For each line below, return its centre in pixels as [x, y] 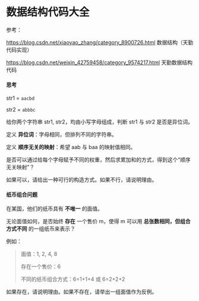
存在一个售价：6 [41, 267]
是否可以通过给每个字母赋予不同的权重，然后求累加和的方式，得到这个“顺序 [99, 160]
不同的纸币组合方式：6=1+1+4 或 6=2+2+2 [73, 279]
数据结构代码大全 [48, 12]
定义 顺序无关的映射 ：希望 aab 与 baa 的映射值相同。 [71, 147]
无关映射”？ [20, 167]
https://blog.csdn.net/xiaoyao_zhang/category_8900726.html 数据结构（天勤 [100, 42]
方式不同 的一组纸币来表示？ [41, 229]
